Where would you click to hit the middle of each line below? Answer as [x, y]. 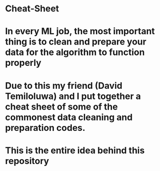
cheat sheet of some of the [61, 107]
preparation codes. [45, 128]
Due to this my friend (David [64, 85]
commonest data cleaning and [69, 117]
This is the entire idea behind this [75, 150]
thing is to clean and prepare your [76, 42]
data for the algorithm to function [75, 52]
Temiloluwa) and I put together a [73, 96]
